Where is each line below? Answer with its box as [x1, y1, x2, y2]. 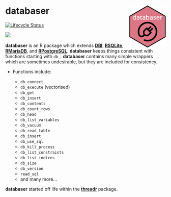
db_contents [20, 101, 46, 106]
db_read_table [20, 128, 50, 133]
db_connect [20, 79, 44, 84]
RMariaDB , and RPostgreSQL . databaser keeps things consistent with [5, 47, 153, 54]
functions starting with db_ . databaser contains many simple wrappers [5, 53, 153, 59]
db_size [20, 161, 37, 166]
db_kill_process [20, 144, 55, 150]
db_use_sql [20, 139, 44, 144]
